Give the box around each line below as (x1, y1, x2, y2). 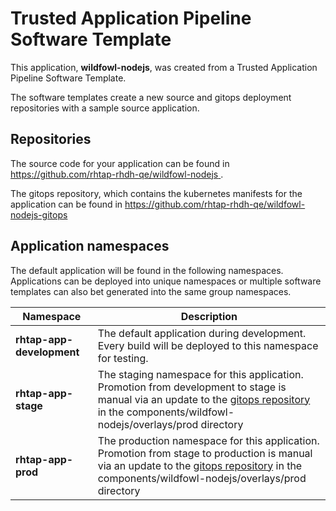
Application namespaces (10, 238, 170, 255)
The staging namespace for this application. (97, 367, 304, 381)
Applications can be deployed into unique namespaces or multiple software (10, 275, 322, 287)
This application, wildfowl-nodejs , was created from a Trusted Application (10, 61, 318, 73)
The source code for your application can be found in (10, 157, 230, 169)
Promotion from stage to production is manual (97, 446, 313, 460)
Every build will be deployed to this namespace (97, 338, 319, 352)
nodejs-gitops (10, 208, 68, 221)
